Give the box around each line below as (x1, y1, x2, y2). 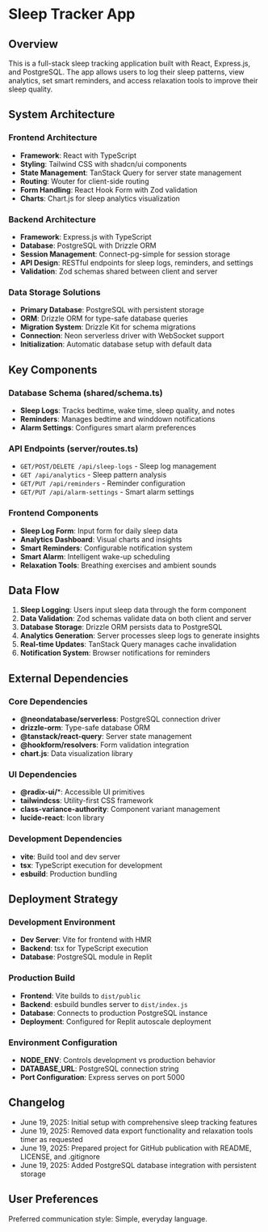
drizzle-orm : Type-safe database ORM (19, 723, 151, 733)
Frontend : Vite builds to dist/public (19, 991, 141, 1000)
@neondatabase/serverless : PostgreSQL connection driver (19, 714, 221, 724)
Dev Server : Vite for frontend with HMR (19, 935, 152, 945)
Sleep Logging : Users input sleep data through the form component (19, 605, 247, 615)
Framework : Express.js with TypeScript (19, 232, 152, 241)
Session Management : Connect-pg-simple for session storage (19, 249, 231, 259)
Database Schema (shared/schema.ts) (8, 387, 163, 398)
